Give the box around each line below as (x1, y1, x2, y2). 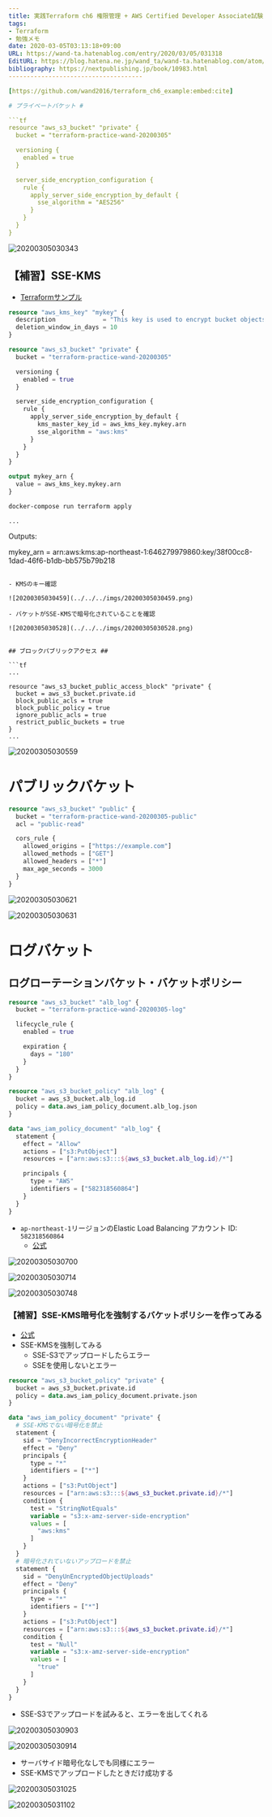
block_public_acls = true (15, 696, 104, 705)
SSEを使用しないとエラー (32, 1360, 117, 1369)
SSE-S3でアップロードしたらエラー (32, 1350, 151, 1360)
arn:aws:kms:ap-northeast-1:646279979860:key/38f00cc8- (52, 547, 253, 556)
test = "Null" (29, 1640, 79, 1649)
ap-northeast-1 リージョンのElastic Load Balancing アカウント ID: (19, 1223, 238, 1233)
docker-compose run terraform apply (8, 502, 132, 510)
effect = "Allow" (23, 1140, 82, 1148)
